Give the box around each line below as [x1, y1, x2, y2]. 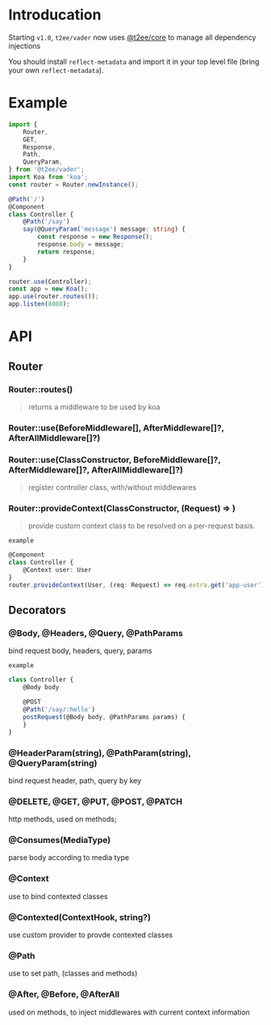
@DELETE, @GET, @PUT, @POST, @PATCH [8, 795, 183, 807]
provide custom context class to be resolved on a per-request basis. [27, 521, 256, 531]
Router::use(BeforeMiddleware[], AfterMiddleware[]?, [8, 422, 224, 434]
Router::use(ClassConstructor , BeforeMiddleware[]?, [8, 454, 221, 465]
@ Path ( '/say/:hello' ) [23, 705, 95, 714]
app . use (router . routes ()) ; [8, 293, 99, 301]
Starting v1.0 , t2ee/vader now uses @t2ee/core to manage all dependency [8, 32, 256, 42]
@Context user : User [23, 566, 92, 574]
